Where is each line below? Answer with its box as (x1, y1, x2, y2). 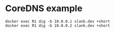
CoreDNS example (5, 3, 83, 14)
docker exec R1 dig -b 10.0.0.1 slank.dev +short (5, 19, 111, 24)
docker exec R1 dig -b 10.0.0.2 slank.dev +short (5, 23, 111, 28)
